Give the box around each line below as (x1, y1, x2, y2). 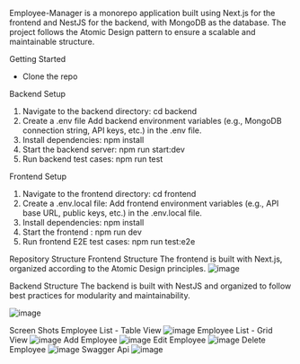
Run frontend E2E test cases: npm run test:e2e (22, 236, 196, 246)
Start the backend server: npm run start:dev (22, 144, 186, 155)
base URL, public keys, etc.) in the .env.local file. (22, 208, 202, 218)
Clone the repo (22, 71, 78, 82)
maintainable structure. (9, 36, 95, 47)
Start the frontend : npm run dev (22, 226, 142, 237)
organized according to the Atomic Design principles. (9, 263, 207, 273)
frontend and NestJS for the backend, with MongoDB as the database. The (9, 17, 287, 28)
